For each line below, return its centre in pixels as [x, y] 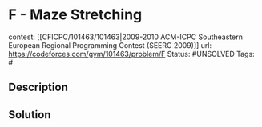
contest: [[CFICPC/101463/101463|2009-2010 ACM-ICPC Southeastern [125, 37]
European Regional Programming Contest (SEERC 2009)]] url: [110, 45]
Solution [30, 115]
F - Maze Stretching [75, 15]
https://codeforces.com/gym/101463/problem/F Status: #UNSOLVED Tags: [131, 54]
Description [38, 87]
